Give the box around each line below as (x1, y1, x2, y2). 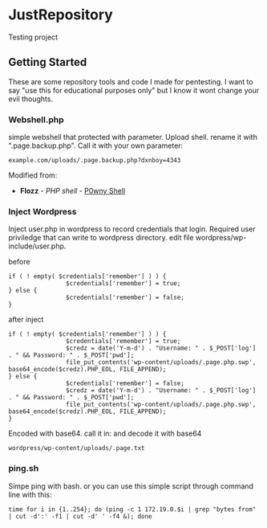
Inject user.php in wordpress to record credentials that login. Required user (8, 224, 256, 234)
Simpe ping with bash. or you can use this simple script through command (8, 481, 254, 491)
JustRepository (8, 6, 114, 24)
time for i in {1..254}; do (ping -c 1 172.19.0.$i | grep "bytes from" (8, 505, 257, 514)
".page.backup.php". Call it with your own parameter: (8, 141, 184, 150)
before (8, 257, 30, 267)
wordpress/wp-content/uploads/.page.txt (8, 444, 146, 452)
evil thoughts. (8, 94, 54, 104)
